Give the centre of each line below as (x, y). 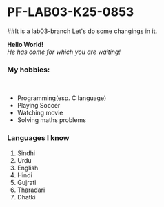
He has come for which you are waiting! (64, 52)
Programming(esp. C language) (62, 98)
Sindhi (26, 153)
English (28, 168)
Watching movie (40, 113)
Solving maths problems (51, 120)
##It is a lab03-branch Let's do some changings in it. (82, 31)
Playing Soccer (39, 106)
